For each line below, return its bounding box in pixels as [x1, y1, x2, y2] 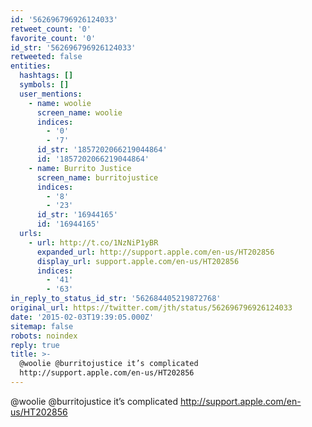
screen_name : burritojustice [36, 172, 159, 183]
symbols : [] [19, 80, 70, 90]
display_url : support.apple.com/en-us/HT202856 [36, 256, 240, 266]
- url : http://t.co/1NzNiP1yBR [28, 237, 159, 248]
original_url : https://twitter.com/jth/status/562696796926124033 [10, 303, 293, 313]
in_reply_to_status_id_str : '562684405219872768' [10, 294, 222, 304]
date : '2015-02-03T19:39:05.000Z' [10, 312, 155, 322]
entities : [10, 61, 52, 71]
